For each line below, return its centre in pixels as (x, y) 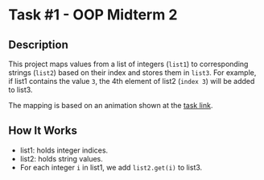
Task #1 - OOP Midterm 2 (93, 15)
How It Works (43, 131)
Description (38, 45)
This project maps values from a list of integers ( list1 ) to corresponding (128, 64)
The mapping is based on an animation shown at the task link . (111, 105)
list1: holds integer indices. (64, 150)
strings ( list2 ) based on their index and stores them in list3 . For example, (132, 73)
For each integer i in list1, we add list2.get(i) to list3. (111, 167)
